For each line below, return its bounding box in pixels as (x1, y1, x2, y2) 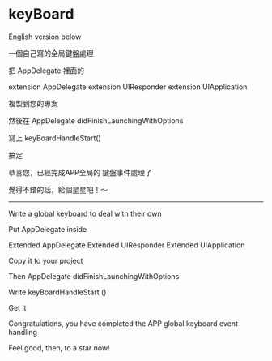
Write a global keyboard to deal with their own (8, 208, 162, 218)
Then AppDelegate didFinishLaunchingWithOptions (8, 271, 180, 281)
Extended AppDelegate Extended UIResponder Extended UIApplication (8, 240, 245, 250)
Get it (8, 303, 27, 312)
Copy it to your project (8, 256, 83, 265)
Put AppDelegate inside (8, 224, 87, 234)
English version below (8, 32, 82, 41)
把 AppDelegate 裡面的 (8, 66, 85, 75)
